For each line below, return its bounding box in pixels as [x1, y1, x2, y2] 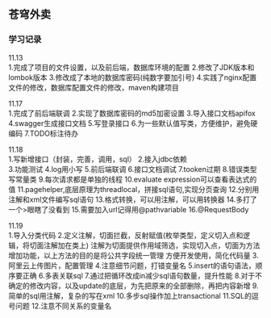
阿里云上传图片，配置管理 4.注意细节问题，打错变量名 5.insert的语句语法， [8, 261, 256, 270]
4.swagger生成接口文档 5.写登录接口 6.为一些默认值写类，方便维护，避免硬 [8, 118, 258, 128]
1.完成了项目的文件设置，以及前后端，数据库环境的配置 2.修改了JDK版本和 [8, 62, 255, 72]
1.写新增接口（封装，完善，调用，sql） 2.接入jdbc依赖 [8, 154, 188, 164]
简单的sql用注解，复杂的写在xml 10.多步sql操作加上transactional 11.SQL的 [8, 291, 252, 300]
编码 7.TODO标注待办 [8, 128, 79, 138]
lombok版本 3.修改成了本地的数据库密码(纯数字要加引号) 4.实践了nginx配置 [8, 72, 256, 82]
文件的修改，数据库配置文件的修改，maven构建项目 [8, 82, 179, 92]
